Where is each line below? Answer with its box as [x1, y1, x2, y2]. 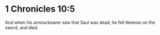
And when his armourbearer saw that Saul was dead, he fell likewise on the [5, 19, 155, 25]
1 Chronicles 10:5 [5, 3, 75, 15]
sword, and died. [5, 24, 39, 30]
